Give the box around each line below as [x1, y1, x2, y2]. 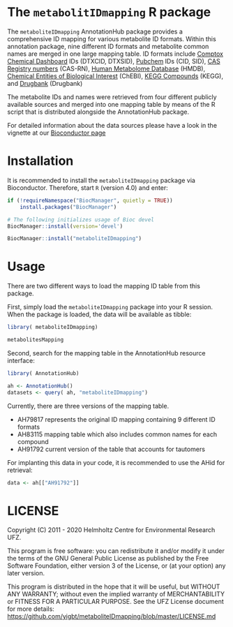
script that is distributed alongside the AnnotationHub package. [7, 108, 190, 116]
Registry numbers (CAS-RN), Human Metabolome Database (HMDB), [7, 64, 206, 73]
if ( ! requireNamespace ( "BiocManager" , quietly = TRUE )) [7, 197, 173, 204]
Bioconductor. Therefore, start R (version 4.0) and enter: [7, 183, 169, 192]
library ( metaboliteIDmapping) [7, 324, 98, 331]
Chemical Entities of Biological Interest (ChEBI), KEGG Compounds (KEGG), [7, 71, 224, 80]
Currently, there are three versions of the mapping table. [7, 401, 170, 410]
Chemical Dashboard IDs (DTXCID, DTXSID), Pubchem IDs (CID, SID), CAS [7, 57, 221, 65]
